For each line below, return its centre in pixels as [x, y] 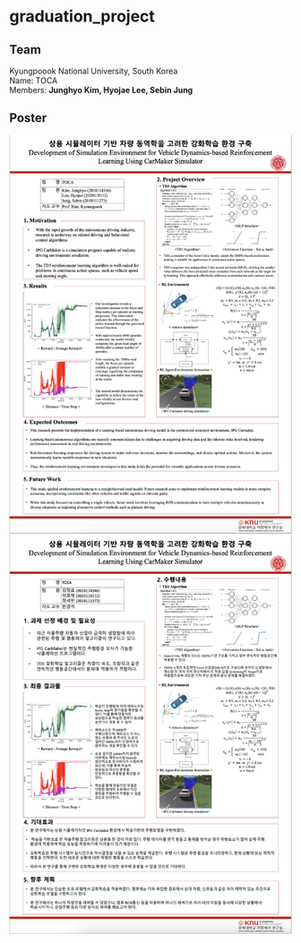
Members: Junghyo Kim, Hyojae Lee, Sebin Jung [101, 90]
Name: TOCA [34, 81]
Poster [28, 118]
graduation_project [82, 17]
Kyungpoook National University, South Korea [94, 71]
